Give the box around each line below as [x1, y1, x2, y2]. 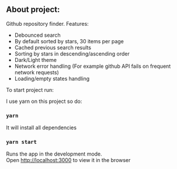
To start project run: [6, 86, 54, 93]
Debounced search [14, 32, 61, 39]
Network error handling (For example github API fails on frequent [14, 63, 171, 70]
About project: [6, 5, 60, 15]
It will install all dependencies [6, 124, 77, 131]
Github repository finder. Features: [6, 20, 89, 27]
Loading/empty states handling [14, 75, 90, 82]
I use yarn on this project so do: [6, 98, 82, 105]
